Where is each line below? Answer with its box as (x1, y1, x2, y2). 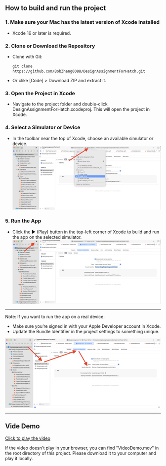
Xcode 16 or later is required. (12, 30, 71, 36)
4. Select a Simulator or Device (5, 124, 81, 131)
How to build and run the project (5, 4, 106, 12)
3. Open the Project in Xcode (5, 90, 75, 97)
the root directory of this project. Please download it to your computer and (5, 450, 157, 456)
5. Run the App (5, 217, 41, 224)
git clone (12, 64, 33, 69)
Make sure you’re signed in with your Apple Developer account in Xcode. (12, 323, 161, 329)
